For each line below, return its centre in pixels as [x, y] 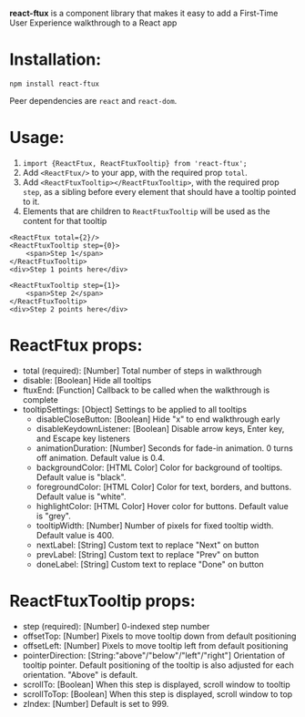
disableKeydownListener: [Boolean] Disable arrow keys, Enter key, [160, 428]
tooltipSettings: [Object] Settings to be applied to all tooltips [135, 409]
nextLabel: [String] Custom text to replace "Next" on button [147, 545]
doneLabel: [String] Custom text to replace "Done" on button [150, 564]
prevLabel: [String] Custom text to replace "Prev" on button [147, 554]
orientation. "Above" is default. [80, 674]
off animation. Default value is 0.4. [101, 457]
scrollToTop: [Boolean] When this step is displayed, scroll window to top [158, 694]
